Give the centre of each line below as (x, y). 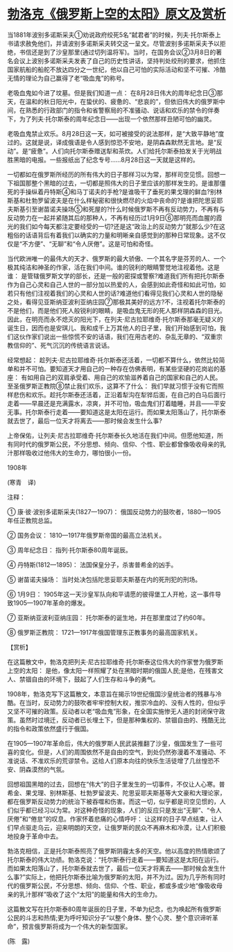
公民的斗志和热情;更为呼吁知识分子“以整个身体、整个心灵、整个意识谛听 (110, 917)
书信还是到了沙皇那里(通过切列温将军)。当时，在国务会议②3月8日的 (118, 52)
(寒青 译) (22, 482)
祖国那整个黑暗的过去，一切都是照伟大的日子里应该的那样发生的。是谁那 (116, 183)
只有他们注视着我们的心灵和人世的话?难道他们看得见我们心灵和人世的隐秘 (118, 293)
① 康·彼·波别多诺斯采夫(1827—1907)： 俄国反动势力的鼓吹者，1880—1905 (114, 511)
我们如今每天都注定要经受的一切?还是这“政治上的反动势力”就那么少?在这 (122, 226)
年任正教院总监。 (32, 520)
